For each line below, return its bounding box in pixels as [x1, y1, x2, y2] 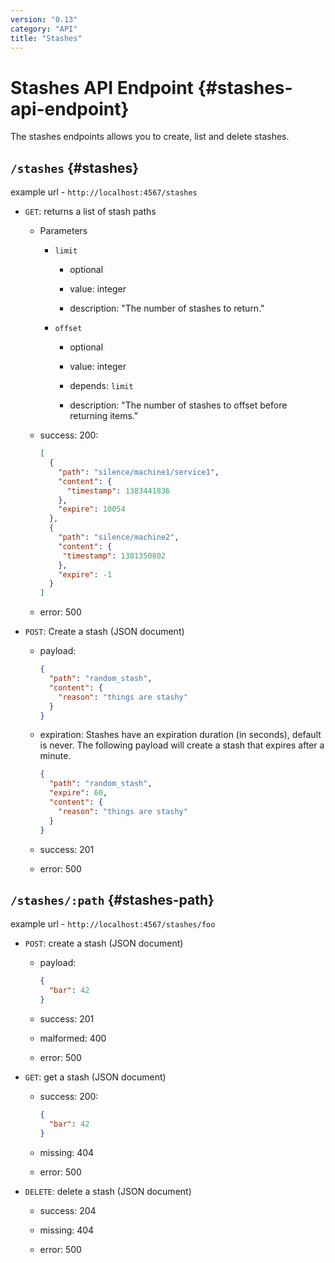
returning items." [69, 410, 139, 422]
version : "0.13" [10, 14, 78, 25]
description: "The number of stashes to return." [69, 302, 265, 315]
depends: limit [69, 380, 134, 392]
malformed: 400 [39, 1032, 107, 1044]
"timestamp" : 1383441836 [66, 486, 171, 496]
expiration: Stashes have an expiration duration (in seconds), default [39, 729, 322, 741]
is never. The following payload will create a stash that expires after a [39, 739, 325, 751]
